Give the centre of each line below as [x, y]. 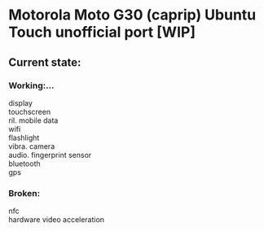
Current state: [45, 62]
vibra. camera [32, 146]
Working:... [31, 85]
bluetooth [24, 163]
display [20, 102]
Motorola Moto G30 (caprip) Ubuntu [132, 15]
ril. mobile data [33, 120]
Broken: [24, 193]
